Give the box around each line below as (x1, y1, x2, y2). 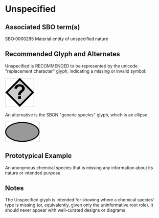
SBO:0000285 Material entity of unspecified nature (5, 36, 109, 42)
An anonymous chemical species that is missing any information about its (5, 165, 153, 171)
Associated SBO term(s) (5, 23, 80, 31)
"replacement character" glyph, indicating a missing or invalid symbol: (5, 68, 147, 74)
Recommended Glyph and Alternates (5, 50, 120, 58)
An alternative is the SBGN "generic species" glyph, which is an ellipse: (5, 111, 149, 118)
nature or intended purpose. (5, 170, 62, 175)
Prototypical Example (5, 152, 72, 160)
